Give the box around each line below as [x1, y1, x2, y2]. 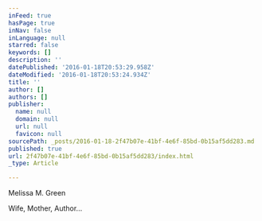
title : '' [8, 78, 41, 86]
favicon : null [15, 130, 62, 138]
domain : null [15, 115, 59, 123]
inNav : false [8, 26, 52, 34]
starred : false [8, 41, 59, 49]
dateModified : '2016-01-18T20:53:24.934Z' [8, 71, 151, 79]
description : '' [8, 56, 62, 64]
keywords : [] [8, 48, 52, 56]
